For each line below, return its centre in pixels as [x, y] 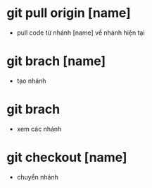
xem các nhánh [39, 129]
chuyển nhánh [38, 177]
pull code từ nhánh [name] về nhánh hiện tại [81, 33]
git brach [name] [56, 61]
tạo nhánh [31, 81]
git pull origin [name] [69, 13]
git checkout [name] [67, 158]
